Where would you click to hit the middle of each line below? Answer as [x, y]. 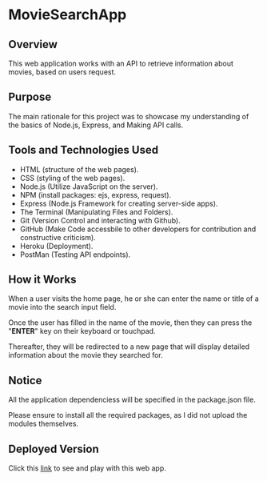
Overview [33, 44]
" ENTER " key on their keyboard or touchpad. [82, 331]
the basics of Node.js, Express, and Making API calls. [96, 125]
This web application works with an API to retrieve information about [121, 63]
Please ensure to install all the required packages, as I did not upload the [128, 415]
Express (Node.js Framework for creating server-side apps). [119, 203]
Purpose [30, 97]
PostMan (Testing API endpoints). [75, 255]
